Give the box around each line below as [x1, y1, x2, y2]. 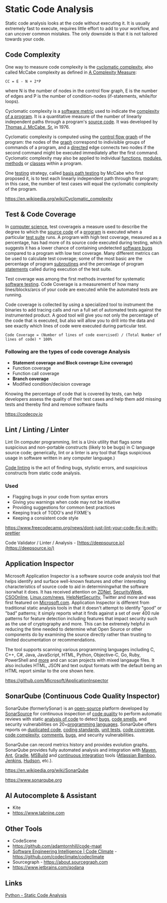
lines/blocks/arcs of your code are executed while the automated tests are [5, 286, 158, 292]
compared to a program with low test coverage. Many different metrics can [5, 250, 160, 256]
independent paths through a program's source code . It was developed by [5, 119, 158, 125]
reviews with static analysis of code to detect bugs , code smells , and [5, 716, 147, 722]
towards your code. [5, 36, 45, 42]
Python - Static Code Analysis [5, 892, 67, 898]
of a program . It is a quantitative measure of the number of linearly [5, 113, 142, 119]
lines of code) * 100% [5, 337, 52, 342]
